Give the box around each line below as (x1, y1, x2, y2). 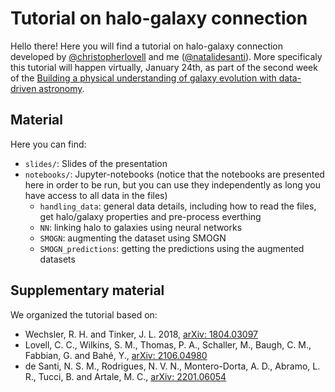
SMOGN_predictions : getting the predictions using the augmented (39, 242, 305, 254)
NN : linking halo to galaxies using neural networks (39, 221, 243, 233)
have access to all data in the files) (24, 189, 168, 201)
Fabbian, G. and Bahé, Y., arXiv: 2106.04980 (24, 349, 208, 361)
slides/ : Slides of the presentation (24, 157, 168, 169)
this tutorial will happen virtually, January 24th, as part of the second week (10, 61, 318, 73)
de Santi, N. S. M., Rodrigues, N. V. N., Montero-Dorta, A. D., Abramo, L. (24, 360, 321, 372)
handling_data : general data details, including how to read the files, (39, 200, 317, 212)
